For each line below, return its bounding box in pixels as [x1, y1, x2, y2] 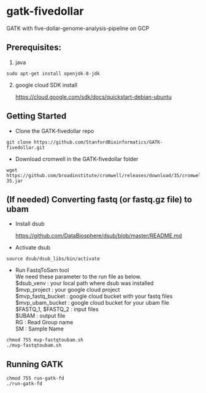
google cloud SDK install [15, 81, 78, 88]
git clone [6, 139, 32, 145]
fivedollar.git [6, 144, 45, 151]
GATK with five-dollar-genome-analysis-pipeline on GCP [6, 25, 150, 32]
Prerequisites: [6, 42, 61, 53]
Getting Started [6, 111, 67, 121]
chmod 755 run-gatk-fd [6, 375, 64, 381]
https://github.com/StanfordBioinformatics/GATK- [33, 139, 164, 145]
